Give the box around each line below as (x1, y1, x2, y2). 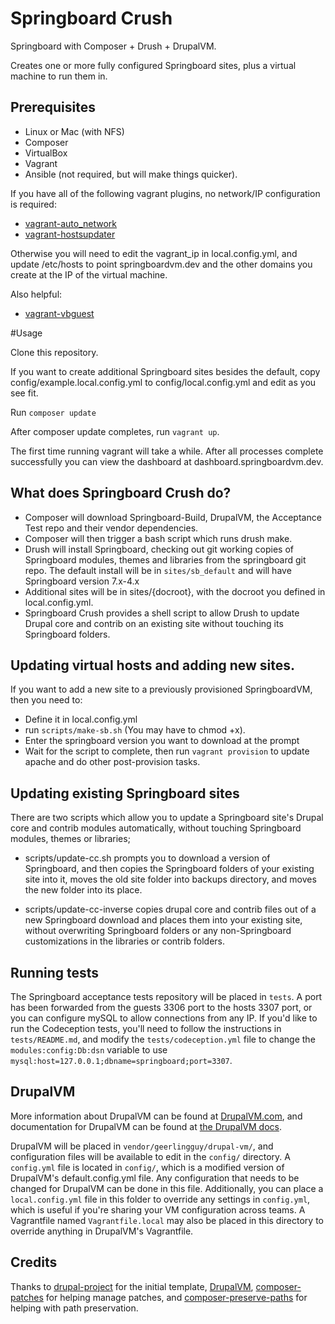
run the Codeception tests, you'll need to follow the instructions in (10, 1023, 282, 1034)
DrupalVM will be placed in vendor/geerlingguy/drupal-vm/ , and (10, 1140, 274, 1152)
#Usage (10, 327, 43, 339)
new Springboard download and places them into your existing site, (24, 914, 303, 926)
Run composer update (10, 406, 97, 418)
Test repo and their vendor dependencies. (24, 522, 199, 534)
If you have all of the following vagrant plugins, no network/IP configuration (10, 187, 321, 199)
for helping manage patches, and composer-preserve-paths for (45, 1291, 308, 1303)
